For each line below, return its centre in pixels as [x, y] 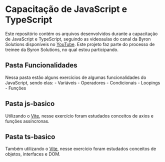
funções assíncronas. [27, 121]
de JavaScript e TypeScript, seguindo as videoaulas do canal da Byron [78, 39]
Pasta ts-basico [30, 137]
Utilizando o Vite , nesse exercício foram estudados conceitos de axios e [79, 115]
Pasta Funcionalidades [41, 65]
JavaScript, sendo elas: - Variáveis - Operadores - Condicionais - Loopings [83, 82]
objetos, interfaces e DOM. [33, 154]
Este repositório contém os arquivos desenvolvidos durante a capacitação [81, 33]
